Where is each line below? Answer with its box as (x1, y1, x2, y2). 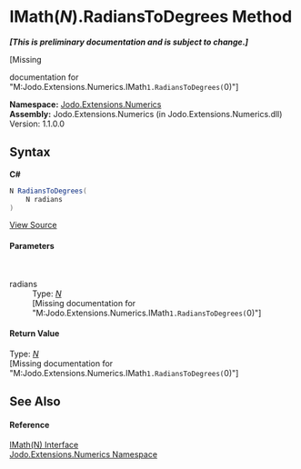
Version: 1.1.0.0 (9, 118, 65, 129)
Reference (9, 419, 50, 430)
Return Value (9, 328, 60, 339)
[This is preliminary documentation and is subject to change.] (9, 36, 248, 47)
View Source (9, 220, 57, 231)
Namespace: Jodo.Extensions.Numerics (9, 98, 162, 110)
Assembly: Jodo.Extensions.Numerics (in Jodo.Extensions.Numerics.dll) (9, 108, 283, 119)
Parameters (9, 240, 55, 251)
